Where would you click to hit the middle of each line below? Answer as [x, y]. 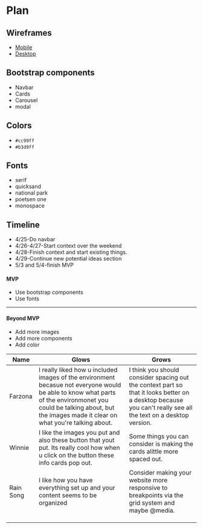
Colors [19, 125]
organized [53, 502]
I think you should [154, 369]
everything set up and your [77, 487]
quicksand [28, 187]
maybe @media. [152, 510]
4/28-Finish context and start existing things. [71, 252]
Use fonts [27, 299]
